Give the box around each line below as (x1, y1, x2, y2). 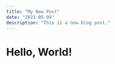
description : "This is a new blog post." (6, 20, 111, 25)
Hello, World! (6, 45, 73, 59)
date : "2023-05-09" (6, 14, 55, 20)
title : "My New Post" (6, 8, 60, 15)
